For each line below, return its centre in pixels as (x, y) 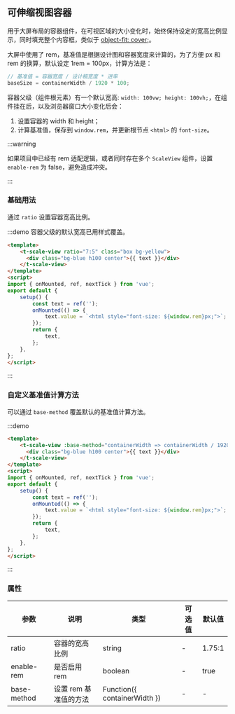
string (112, 648)
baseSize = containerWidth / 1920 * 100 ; (69, 83)
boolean (116, 671)
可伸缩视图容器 (40, 13)
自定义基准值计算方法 (43, 395)
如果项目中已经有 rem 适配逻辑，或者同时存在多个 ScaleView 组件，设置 (110, 158)
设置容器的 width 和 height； (58, 121)
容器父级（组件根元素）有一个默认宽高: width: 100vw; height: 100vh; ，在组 (117, 97)
